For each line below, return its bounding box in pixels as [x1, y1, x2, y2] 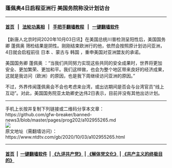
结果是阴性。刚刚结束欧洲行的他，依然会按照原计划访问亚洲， [34, 43, 165, 49]
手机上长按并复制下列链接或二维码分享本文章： [5, 106, 104, 112]
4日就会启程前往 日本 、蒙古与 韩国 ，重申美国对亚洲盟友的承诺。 [5, 49, 143, 55]
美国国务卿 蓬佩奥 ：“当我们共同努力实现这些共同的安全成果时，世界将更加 [5, 60, 163, 66]
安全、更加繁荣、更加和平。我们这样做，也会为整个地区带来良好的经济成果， [5, 66, 167, 72]
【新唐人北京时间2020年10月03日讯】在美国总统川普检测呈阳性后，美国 [5, 36, 157, 42]
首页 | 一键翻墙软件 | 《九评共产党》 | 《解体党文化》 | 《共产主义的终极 [5, 151, 159, 157]
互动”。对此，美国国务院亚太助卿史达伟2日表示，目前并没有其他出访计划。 [5, 90, 163, 96]
